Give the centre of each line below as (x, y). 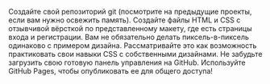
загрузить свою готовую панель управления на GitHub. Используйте (127, 62)
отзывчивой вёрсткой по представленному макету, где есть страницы (130, 28)
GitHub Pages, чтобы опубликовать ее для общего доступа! (111, 71)
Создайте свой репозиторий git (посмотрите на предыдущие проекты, (130, 12)
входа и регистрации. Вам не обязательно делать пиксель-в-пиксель (129, 37)
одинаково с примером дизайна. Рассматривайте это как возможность (133, 46)
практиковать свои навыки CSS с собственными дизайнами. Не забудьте (135, 54)
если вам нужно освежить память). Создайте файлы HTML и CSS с (125, 20)
